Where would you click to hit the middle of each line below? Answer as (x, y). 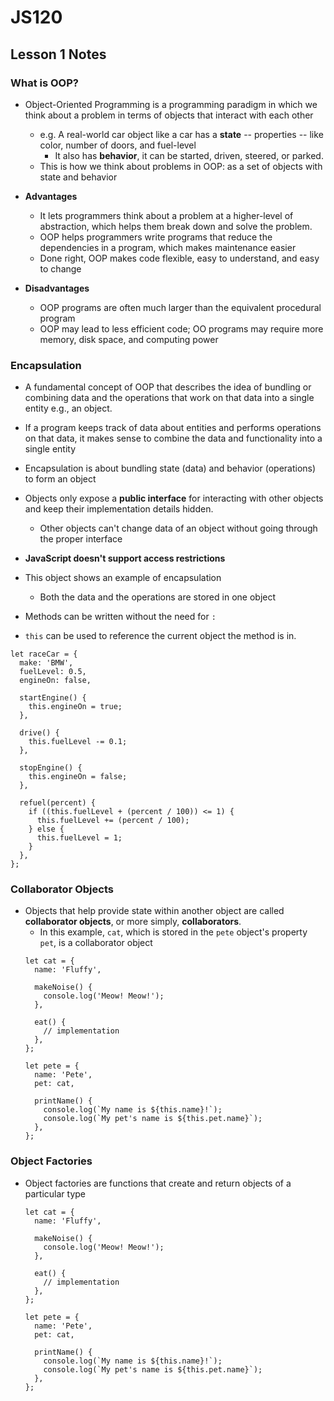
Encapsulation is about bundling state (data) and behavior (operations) (170, 468)
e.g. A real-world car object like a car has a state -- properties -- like (181, 134)
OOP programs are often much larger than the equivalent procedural (180, 307)
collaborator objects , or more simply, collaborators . (133, 922)
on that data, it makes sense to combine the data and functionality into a (173, 438)
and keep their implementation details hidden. (119, 509)
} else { (46, 829)
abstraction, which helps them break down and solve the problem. (176, 226)
